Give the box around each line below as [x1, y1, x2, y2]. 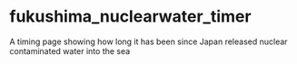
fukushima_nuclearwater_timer [9, 6, 252, 27]
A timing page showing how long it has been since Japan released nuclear [9, 36, 288, 47]
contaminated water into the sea [9, 45, 131, 56]
